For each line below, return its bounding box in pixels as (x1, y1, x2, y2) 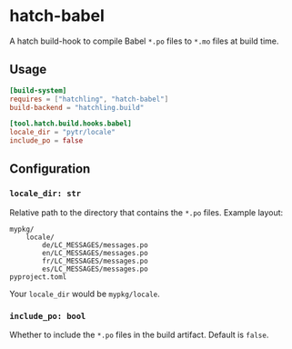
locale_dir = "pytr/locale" (9, 128, 116, 137)
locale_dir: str (9, 188, 82, 199)
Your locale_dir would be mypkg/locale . (9, 288, 161, 299)
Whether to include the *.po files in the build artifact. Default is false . (9, 329, 269, 340)
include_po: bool (9, 311, 86, 321)
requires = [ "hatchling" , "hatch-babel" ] (9, 95, 169, 104)
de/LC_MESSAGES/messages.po (42, 240, 148, 250)
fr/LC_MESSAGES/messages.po (42, 256, 148, 265)
